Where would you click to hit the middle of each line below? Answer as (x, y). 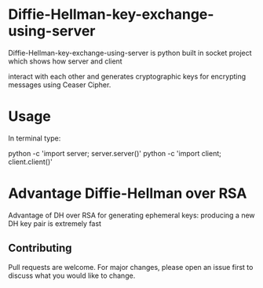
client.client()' (31, 162)
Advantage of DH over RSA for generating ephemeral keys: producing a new (131, 215)
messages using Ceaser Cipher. (60, 85)
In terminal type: (35, 138)
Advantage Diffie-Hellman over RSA (128, 193)
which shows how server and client (66, 61)
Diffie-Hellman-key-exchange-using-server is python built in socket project (130, 53)
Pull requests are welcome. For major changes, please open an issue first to (131, 267)
